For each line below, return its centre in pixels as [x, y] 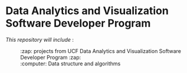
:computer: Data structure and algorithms [70, 64]
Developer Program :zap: [51, 57]
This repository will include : [40, 39]
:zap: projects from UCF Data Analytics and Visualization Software [101, 51]
